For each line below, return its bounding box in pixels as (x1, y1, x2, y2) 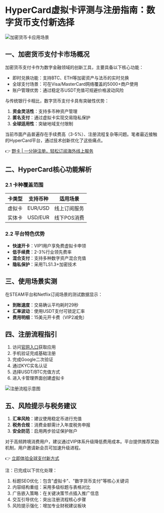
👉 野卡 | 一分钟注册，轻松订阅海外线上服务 (5, 148, 94, 154)
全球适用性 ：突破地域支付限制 (12, 120, 73, 126)
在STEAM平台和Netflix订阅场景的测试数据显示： (5, 291, 103, 297)
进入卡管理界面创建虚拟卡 (12, 375, 65, 381)
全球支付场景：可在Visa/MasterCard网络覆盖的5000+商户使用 (12, 81, 138, 87)
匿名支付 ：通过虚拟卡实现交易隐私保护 (12, 114, 90, 120)
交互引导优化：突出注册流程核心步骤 (12, 497, 86, 503)
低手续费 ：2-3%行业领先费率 (12, 249, 72, 255)
